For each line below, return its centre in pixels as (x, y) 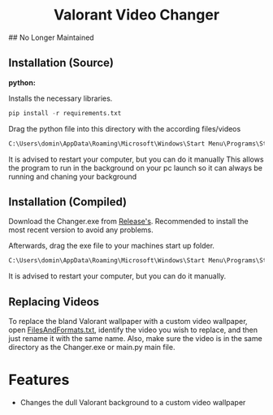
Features (39, 380)
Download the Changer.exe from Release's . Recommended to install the (129, 222)
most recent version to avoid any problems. (81, 230)
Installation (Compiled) (68, 202)
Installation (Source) (61, 63)
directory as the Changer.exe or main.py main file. (92, 347)
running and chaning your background (73, 176)
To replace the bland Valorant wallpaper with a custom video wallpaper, (128, 321)
